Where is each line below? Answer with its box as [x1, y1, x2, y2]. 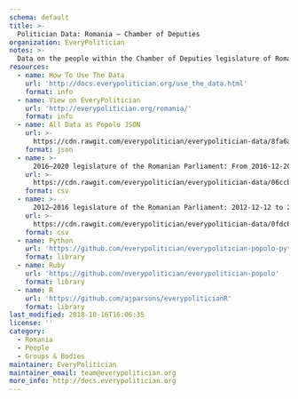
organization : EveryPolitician [9, 37, 125, 47]
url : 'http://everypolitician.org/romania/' [25, 104, 192, 113]
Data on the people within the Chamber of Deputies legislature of [17, 54, 272, 63]
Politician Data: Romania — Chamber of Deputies [17, 29, 200, 38]
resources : [9, 63, 50, 72]
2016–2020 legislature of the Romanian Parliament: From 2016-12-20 [32, 162, 292, 171]
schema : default [9, 12, 69, 22]
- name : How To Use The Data [17, 71, 125, 80]
